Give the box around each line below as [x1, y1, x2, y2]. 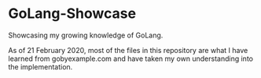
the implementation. [8, 62, 73, 71]
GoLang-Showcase [8, 5, 136, 23]
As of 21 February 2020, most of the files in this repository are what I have [8, 45, 248, 55]
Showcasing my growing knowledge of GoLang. [8, 30, 164, 40]
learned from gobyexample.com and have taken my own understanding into [8, 54, 254, 63]
